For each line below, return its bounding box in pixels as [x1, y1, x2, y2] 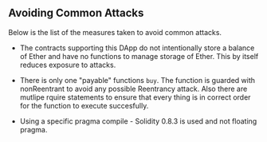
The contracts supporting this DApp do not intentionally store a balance [19, 43, 255, 53]
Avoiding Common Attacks [8, 6, 144, 20]
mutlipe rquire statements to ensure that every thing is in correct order [19, 92, 251, 102]
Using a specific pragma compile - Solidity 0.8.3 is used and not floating [19, 116, 257, 126]
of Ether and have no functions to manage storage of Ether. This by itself [19, 51, 259, 61]
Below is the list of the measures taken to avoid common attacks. [8, 27, 222, 37]
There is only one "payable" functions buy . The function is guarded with [19, 75, 256, 85]
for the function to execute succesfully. [19, 101, 149, 110]
